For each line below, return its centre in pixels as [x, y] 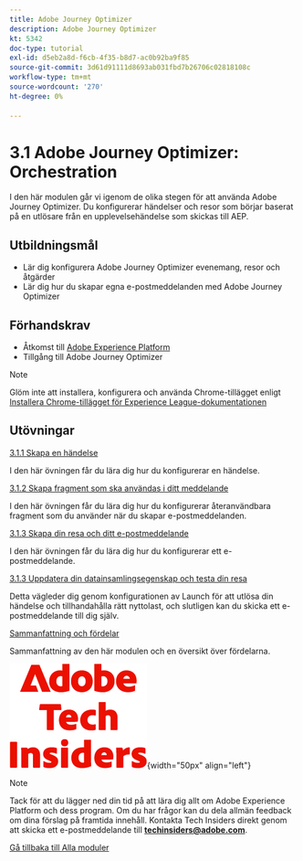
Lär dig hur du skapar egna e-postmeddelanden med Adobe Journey [152, 287]
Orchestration [63, 171]
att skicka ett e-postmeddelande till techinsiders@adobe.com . [129, 829]
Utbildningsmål [54, 245]
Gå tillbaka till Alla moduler [59, 847]
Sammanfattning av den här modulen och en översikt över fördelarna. [140, 651]
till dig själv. [97, 615]
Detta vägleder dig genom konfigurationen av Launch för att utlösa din [141, 596]
